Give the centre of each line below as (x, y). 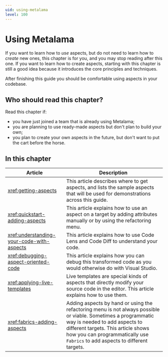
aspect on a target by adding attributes (112, 214)
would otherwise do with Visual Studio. (112, 268)
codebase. (16, 84)
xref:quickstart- (26, 214)
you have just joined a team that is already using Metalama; (73, 122)
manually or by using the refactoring (109, 221)
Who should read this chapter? (54, 100)
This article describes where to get (107, 181)
